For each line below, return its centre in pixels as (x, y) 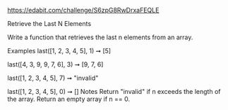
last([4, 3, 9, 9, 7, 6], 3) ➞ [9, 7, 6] (55, 64)
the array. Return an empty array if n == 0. (69, 99)
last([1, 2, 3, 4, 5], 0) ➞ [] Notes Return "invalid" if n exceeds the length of (114, 91)
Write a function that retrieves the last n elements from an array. (100, 37)
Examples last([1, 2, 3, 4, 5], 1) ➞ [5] (59, 51)
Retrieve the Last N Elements (49, 23)
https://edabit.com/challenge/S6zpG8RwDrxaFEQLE (83, 10)
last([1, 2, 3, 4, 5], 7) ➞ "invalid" (53, 78)
